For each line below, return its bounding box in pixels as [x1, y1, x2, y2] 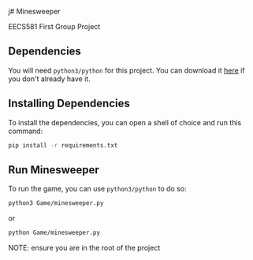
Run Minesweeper [8, 163, 100, 176]
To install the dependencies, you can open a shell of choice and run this [8, 117, 242, 127]
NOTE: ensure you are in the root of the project [8, 243, 161, 253]
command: [8, 126, 43, 136]
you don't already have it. [8, 74, 91, 84]
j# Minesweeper [8, 7, 61, 16]
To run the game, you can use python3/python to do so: [8, 184, 187, 194]
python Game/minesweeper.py [8, 228, 101, 237]
